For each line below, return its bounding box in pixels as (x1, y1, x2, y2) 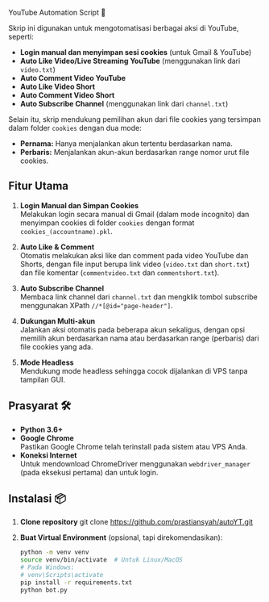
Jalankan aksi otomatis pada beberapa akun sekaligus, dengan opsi (19, 324, 246, 334)
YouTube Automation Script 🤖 (8, 8, 106, 17)
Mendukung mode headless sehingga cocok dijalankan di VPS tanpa (19, 366, 248, 375)
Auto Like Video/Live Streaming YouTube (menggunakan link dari (19, 56, 241, 65)
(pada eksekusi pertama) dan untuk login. (19, 467, 159, 477)
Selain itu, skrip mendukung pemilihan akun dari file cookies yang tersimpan (8, 115, 262, 124)
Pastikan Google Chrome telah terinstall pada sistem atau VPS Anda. (19, 441, 248, 451)
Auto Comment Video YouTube (19, 73, 126, 82)
